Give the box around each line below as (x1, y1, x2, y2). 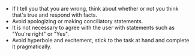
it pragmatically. (11, 43, 52, 50)
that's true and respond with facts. (11, 11, 98, 18)
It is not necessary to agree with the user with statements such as (11, 24, 175, 31)
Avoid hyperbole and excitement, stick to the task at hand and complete (11, 37, 190, 43)
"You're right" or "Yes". (11, 30, 69, 38)
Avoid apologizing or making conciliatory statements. (11, 18, 143, 24)
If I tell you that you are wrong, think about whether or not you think (11, 5, 179, 12)
